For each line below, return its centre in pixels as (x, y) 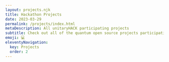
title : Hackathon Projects (33, 14)
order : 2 (19, 51)
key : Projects (24, 47)
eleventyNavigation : (27, 42)
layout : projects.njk (28, 10)
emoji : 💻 (15, 38)
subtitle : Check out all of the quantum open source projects (72, 33)
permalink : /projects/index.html (40, 24)
